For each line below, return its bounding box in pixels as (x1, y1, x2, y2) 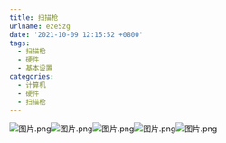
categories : (9, 72, 54, 81)
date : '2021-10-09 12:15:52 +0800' (9, 30, 144, 39)
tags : (9, 38, 30, 48)
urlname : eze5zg (9, 22, 71, 31)
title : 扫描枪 (9, 13, 59, 23)
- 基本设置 (17, 64, 53, 73)
